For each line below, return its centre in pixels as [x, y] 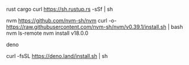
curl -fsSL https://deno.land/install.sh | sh [57, 56]
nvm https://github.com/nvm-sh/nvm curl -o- [62, 20]
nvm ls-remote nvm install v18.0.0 [47, 33]
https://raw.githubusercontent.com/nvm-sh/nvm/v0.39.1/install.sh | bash [94, 27]
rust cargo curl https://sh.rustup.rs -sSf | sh [59, 9]
